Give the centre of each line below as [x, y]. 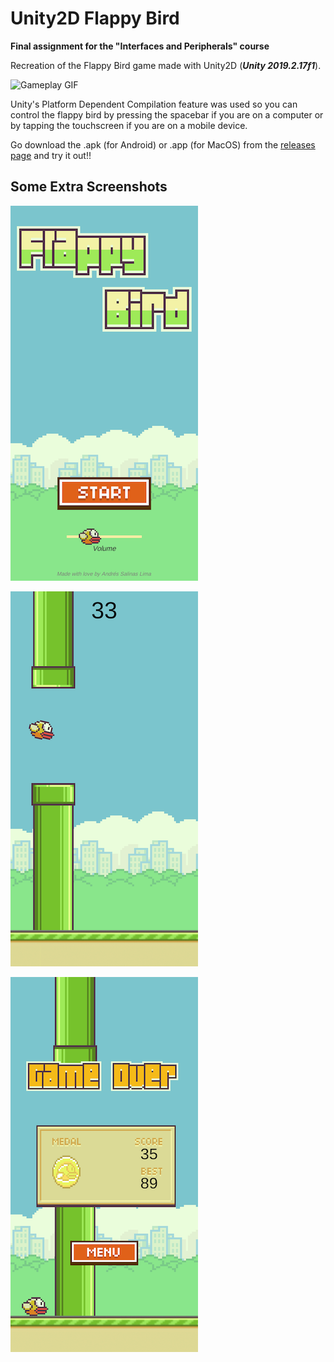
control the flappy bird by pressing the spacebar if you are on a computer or [167, 114]
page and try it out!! [51, 155]
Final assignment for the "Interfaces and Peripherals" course [140, 46]
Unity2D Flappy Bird [95, 18]
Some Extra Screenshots [89, 187]
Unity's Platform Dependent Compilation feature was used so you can [154, 104]
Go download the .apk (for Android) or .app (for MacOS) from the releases [163, 144]
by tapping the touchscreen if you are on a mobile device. [129, 125]
